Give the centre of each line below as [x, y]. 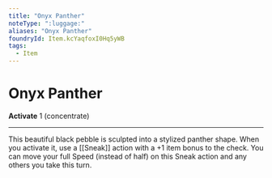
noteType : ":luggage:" [47, 23]
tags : [17, 46]
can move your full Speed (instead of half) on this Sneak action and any [127, 156]
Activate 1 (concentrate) [49, 116]
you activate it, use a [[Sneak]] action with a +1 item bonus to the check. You [136, 147]
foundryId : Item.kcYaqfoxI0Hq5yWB [67, 38]
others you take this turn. [50, 165]
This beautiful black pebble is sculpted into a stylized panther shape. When [134, 139]
